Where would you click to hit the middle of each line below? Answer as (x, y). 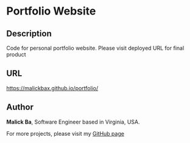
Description (29, 34)
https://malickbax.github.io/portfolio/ (52, 88)
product (16, 55)
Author (20, 107)
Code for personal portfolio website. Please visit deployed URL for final (95, 48)
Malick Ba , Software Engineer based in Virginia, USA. (73, 122)
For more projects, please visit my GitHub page (65, 133)
